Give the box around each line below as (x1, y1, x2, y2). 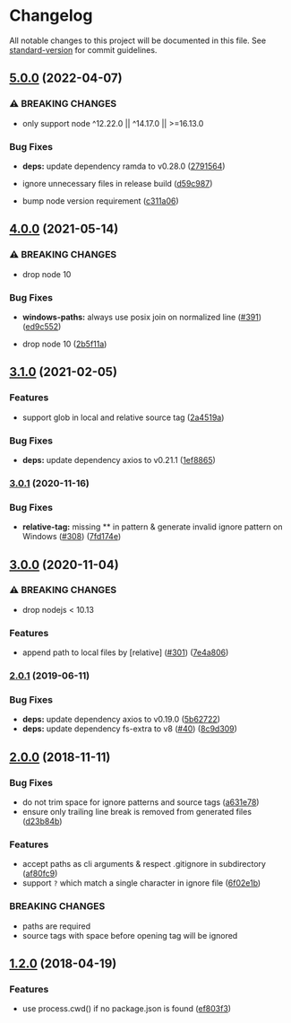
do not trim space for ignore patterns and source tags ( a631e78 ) (21, 797, 260, 808)
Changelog (9, 5, 93, 26)
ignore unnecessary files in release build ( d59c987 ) (21, 178, 213, 188)
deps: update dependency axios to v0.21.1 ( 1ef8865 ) (21, 454, 217, 465)
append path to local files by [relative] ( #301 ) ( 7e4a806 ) (21, 647, 229, 658)
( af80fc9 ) (21, 868, 58, 879)
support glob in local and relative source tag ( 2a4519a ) (21, 412, 225, 423)
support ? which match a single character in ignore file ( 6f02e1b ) (21, 878, 261, 888)
